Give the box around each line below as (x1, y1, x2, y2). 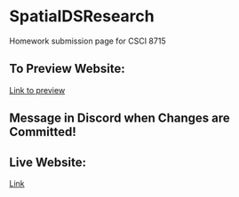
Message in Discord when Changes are (9, 111, 230, 126)
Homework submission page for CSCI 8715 (9, 35, 166, 46)
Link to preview (9, 84, 66, 95)
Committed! (9, 124, 77, 139)
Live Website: (9, 154, 87, 169)
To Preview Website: (9, 61, 126, 76)
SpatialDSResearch (9, 6, 155, 27)
